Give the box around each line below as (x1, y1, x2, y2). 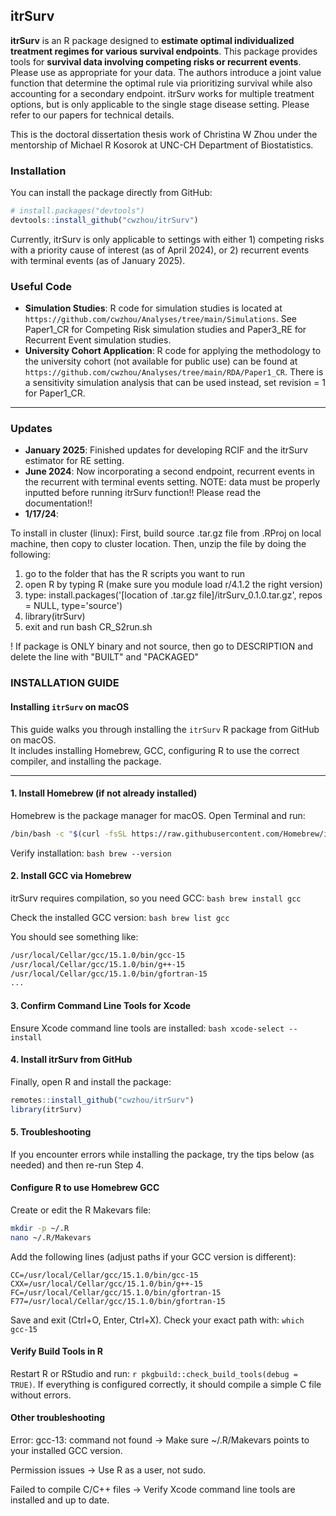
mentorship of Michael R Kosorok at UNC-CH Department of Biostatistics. (10, 139, 314, 151)
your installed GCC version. (10, 1445, 123, 1457)
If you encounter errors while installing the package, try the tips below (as (10, 1148, 315, 1160)
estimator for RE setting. (24, 455, 125, 467)
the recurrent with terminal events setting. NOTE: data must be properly (24, 476, 320, 488)
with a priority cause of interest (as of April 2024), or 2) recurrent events (10, 244, 310, 256)
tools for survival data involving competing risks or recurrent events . (10, 55, 302, 68)
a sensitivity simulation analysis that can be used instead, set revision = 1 (24, 377, 326, 389)
